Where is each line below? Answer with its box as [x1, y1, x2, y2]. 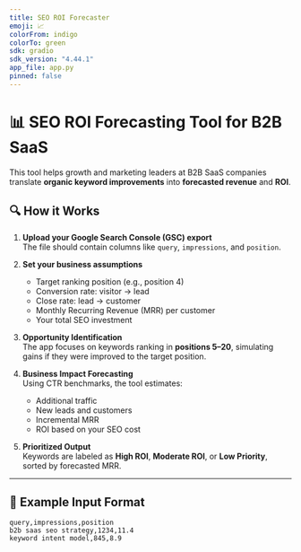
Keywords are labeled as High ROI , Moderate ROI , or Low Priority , [21, 451, 269, 461]
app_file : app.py [9, 64, 74, 73]
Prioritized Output [21, 441, 91, 451]
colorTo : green [9, 38, 66, 48]
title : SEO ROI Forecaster [9, 13, 110, 22]
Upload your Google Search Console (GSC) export [21, 232, 212, 242]
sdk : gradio [9, 47, 54, 56]
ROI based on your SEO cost [35, 424, 142, 434]
